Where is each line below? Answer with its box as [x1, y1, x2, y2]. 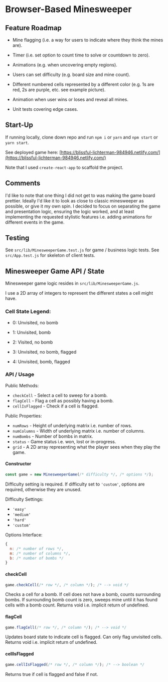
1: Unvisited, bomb [12, 329, 51, 335]
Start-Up [5, 121, 34, 129]
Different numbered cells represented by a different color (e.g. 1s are [12, 82, 154, 87]
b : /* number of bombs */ [10, 556, 64, 561]
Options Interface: [5, 531, 43, 537]
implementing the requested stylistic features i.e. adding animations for [5, 214, 152, 220]
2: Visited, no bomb [12, 339, 53, 345]
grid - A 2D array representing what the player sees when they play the [12, 444, 160, 450]
